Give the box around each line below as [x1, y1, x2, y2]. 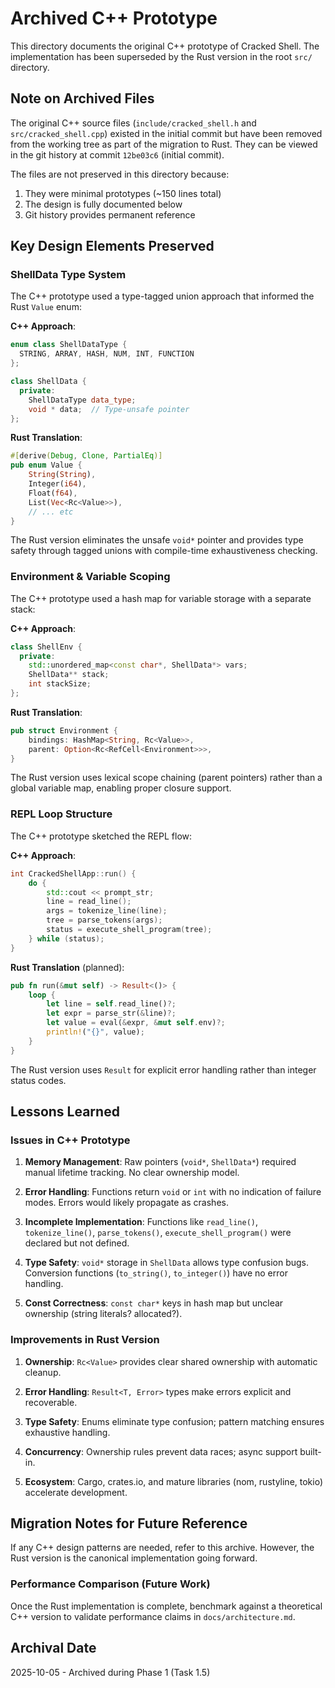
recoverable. [24, 1396, 78, 1408]
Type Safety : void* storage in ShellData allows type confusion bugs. [24, 1257, 310, 1269]
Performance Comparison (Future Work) [10, 1577, 211, 1591]
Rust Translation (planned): [10, 961, 125, 973]
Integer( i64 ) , [28, 479, 87, 489]
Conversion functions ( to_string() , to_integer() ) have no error [24, 1267, 288, 1279]
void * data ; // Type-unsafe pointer [28, 404, 190, 414]
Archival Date [10, 1640, 97, 1657]
